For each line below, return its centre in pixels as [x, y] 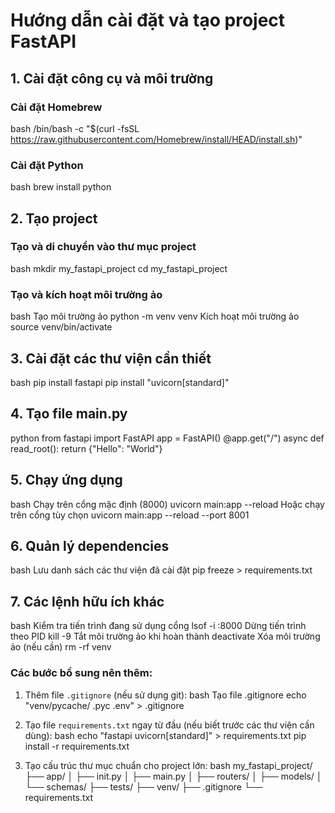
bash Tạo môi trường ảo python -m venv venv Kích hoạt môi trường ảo [155, 316]
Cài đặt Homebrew [56, 107]
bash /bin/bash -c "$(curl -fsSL [75, 128]
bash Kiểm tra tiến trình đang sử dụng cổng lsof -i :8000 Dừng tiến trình [158, 626]
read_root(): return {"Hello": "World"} [86, 448]
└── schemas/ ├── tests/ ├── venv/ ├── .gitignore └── [143, 786]
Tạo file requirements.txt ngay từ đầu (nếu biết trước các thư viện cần [169, 725]
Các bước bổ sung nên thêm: [81, 673]
